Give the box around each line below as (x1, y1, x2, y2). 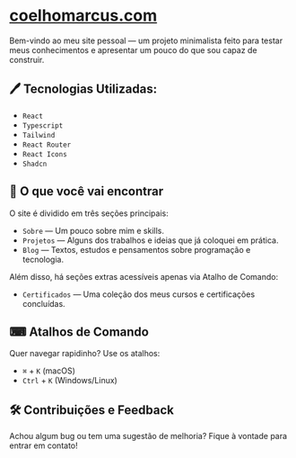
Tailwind (22, 130, 56, 139)
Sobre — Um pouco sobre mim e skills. (22, 225, 164, 236)
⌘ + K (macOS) (22, 365, 76, 376)
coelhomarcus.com (9, 5, 158, 26)
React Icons (22, 149, 67, 158)
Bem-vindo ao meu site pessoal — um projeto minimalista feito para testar (9, 35, 283, 46)
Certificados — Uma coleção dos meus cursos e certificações (22, 289, 256, 300)
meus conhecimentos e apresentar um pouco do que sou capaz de (9, 44, 257, 55)
